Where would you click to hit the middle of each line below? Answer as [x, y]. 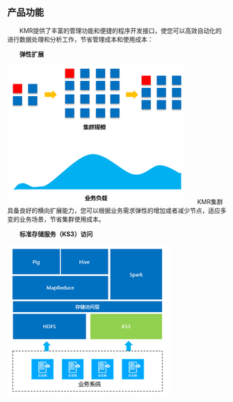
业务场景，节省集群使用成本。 [62, 219]
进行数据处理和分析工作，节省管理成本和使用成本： [80, 39]
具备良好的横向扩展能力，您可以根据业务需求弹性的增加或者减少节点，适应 [114, 210]
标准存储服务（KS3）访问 [56, 234]
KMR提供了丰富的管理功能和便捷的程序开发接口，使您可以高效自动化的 [121, 31]
